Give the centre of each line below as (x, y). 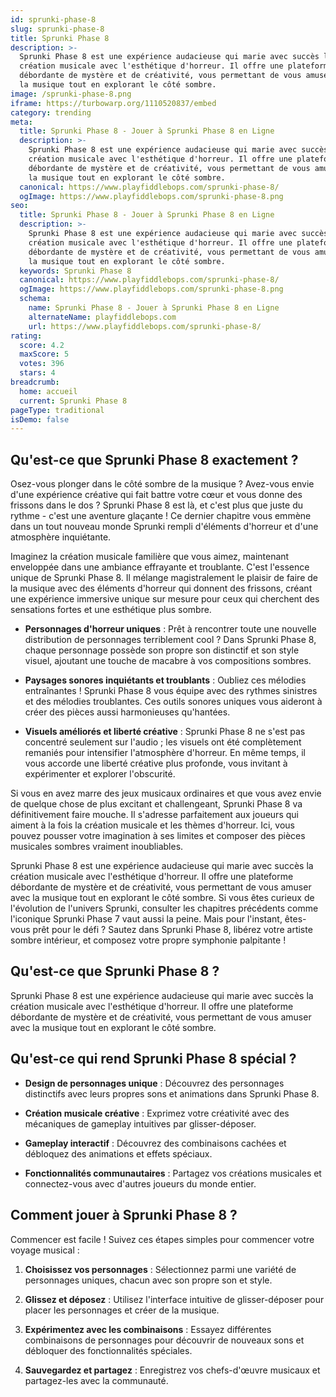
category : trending (51, 112)
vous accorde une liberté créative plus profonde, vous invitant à (156, 763)
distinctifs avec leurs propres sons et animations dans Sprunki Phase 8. (172, 1093)
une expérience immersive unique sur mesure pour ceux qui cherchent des (165, 599)
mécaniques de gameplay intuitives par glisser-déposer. (140, 1123)
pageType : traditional (57, 410)
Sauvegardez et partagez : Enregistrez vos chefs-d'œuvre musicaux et (172, 1370)
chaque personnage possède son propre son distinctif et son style (162, 650)
